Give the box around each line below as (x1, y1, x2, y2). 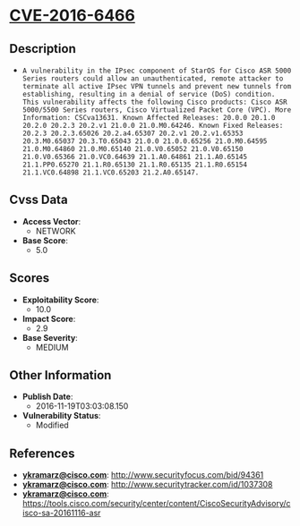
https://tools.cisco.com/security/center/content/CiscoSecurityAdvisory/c (21, 498, 291, 509)
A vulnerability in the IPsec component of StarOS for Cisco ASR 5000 (21, 66, 292, 75)
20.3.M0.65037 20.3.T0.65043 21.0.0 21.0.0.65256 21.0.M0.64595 (21, 137, 268, 146)
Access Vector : (21, 216, 81, 226)
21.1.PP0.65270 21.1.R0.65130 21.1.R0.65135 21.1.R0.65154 (21, 160, 248, 169)
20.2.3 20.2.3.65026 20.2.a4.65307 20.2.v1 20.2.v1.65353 (21, 129, 244, 138)
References (9, 445, 75, 461)
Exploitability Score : (21, 294, 99, 305)
